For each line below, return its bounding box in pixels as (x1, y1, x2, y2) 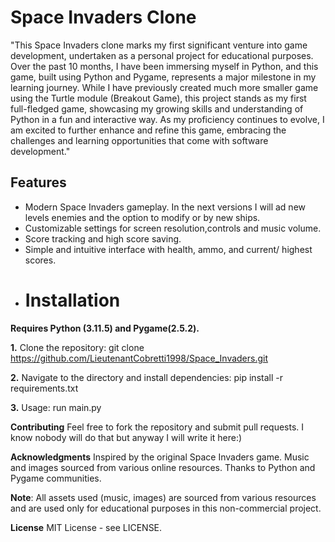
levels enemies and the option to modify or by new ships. (24, 211, 261, 223)
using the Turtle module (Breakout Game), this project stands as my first (10, 92, 307, 104)
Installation (24, 289, 121, 311)
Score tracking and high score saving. (24, 232, 182, 245)
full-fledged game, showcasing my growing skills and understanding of (10, 102, 304, 115)
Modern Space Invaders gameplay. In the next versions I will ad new (24, 201, 307, 213)
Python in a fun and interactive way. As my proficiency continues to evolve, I (10, 113, 325, 125)
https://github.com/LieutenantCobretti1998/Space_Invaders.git (10, 352, 269, 364)
